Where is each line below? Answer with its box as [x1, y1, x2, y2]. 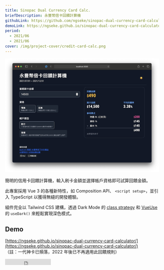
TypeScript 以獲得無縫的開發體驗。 [10, 194, 81, 200]
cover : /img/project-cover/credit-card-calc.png [5, 44, 106, 49]
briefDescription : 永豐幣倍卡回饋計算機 [5, 13, 81, 18]
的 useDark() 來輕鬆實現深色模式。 [5, 211, 75, 216]
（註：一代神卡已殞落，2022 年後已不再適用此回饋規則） [5, 249, 120, 255]
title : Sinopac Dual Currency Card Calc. [5, 8, 91, 13]
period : [5, 28, 21, 34]
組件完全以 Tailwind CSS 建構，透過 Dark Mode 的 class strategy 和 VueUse [5, 205, 158, 211]
